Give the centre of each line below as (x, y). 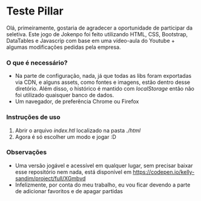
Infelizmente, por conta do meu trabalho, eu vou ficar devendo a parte (103, 185)
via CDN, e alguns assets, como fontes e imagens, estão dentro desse (103, 82)
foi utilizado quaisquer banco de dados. (64, 95)
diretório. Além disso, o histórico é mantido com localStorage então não (105, 89)
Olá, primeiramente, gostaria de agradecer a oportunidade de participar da (99, 28)
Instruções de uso (33, 117)
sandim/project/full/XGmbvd (50, 178)
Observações (27, 152)
